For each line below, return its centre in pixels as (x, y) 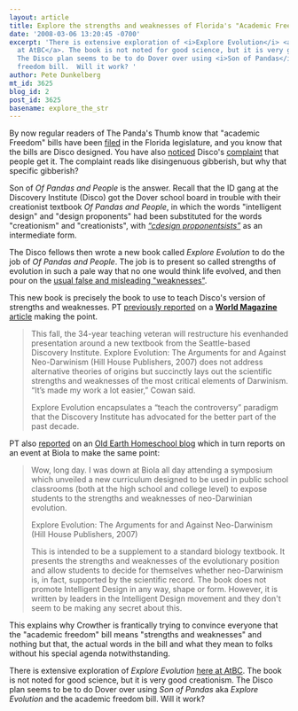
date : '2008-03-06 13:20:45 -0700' (75, 34)
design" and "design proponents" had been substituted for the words (136, 216)
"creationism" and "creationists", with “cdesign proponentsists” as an (136, 226)
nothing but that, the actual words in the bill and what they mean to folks (141, 645)
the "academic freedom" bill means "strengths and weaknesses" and (135, 635)
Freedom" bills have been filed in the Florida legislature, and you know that (145, 143)
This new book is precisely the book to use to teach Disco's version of (137, 298)
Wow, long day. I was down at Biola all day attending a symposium (152, 470)
